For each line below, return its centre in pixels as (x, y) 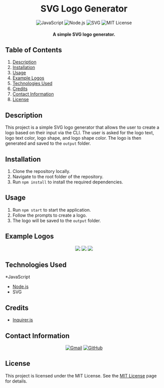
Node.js (20, 286)
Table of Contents (34, 50)
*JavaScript (18, 277)
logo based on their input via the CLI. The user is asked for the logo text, (79, 133)
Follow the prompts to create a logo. (49, 215)
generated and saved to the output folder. (48, 143)
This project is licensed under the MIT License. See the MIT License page (81, 375)
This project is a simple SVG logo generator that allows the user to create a (82, 127)
